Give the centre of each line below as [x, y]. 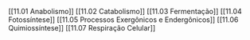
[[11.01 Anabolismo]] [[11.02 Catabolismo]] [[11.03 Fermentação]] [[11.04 [125, 11]
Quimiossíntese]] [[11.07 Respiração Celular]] [82, 28]
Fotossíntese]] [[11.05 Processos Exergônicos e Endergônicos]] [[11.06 [123, 20]
